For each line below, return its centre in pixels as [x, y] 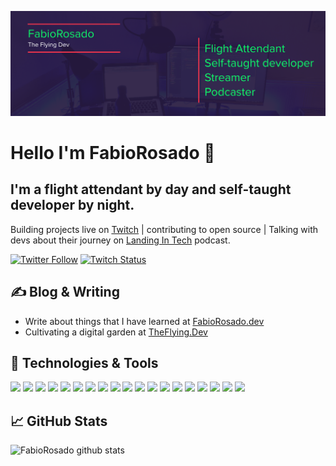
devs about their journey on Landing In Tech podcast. [120, 240]
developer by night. [72, 205]
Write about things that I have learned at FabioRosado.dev [144, 321]
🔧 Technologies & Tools [84, 363]
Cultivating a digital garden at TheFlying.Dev [116, 332]
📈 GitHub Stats [59, 421]
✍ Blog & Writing [65, 292]
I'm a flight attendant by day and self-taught [151, 189]
